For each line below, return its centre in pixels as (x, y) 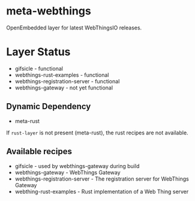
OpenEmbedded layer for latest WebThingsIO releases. (74, 28)
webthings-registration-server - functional (67, 81)
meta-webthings (49, 11)
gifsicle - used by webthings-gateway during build (77, 166)
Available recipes (39, 151)
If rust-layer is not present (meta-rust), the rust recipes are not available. (97, 133)
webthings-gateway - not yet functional (64, 88)
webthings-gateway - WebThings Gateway (68, 172)
